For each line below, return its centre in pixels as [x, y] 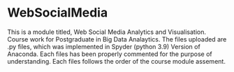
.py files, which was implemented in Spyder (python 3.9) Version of [104, 46]
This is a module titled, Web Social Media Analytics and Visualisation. [107, 32]
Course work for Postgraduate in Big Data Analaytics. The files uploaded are [117, 39]
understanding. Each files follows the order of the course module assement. [116, 61]
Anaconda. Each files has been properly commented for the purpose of [110, 54]
